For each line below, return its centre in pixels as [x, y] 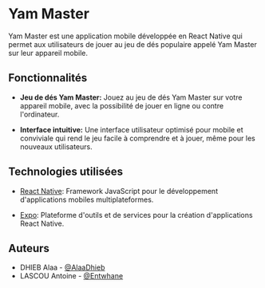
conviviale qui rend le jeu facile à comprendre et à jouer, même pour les [137, 138]
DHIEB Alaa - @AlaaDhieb [62, 267]
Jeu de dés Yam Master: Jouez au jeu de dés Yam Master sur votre [131, 97]
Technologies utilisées [66, 172]
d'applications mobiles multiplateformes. [87, 199]
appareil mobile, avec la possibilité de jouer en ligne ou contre [122, 105]
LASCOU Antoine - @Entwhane [71, 276]
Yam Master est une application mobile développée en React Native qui [126, 36]
